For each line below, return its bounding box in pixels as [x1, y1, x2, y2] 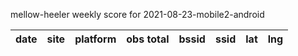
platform [74, 32, 117, 46]
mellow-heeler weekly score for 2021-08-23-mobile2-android [10, 9, 265, 20]
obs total [126, 32, 170, 46]
